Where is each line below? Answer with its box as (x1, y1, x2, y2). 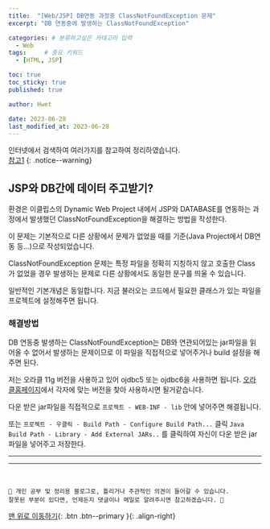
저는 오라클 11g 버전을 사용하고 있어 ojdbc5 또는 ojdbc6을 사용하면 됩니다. (8, 375, 242, 385)
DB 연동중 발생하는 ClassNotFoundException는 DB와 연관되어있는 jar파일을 (8, 337, 248, 347)
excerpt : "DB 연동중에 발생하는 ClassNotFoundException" (8, 19, 190, 27)
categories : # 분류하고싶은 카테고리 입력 (8, 34, 133, 42)
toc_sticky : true (8, 78, 67, 86)
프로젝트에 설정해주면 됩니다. (8, 295, 99, 306)
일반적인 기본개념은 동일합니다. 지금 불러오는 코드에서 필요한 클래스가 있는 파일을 (8, 286, 262, 295)
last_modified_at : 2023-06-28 (8, 122, 110, 130)
